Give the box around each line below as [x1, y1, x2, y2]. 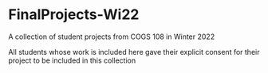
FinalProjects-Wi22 [8, 6, 140, 24]
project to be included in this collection [8, 56, 136, 65]
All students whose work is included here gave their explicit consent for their [8, 47, 260, 56]
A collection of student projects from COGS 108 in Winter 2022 [8, 32, 215, 41]
